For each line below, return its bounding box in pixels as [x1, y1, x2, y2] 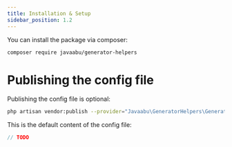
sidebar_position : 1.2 [7, 17, 72, 23]
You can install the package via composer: [7, 35, 128, 43]
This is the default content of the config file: [7, 121, 133, 129]
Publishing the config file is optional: [7, 95, 110, 104]
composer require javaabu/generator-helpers [7, 49, 137, 56]
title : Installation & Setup [7, 10, 91, 17]
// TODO [7, 134, 30, 141]
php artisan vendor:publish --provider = [7, 108, 126, 115]
